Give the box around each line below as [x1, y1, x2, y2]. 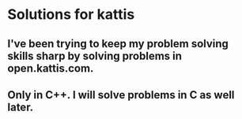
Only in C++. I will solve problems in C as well [7, 88, 235, 102]
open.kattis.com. [7, 61, 94, 75]
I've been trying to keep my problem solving [7, 37, 229, 50]
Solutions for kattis [7, 6, 135, 24]
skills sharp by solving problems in [7, 49, 183, 62]
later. [7, 100, 34, 113]
